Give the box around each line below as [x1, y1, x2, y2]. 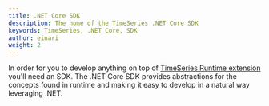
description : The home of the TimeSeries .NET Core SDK [8, 19, 199, 27]
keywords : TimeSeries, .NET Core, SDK [8, 26, 138, 34]
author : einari [8, 33, 59, 42]
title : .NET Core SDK [8, 11, 81, 20]
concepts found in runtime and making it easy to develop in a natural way [8, 80, 251, 90]
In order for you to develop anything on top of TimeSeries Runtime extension [8, 63, 261, 73]
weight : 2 [8, 41, 42, 49]
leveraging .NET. [8, 88, 63, 98]
